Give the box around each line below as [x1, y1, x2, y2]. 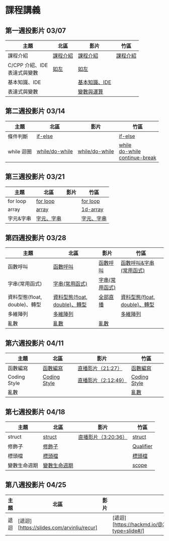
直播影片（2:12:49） [77, 377, 127, 384]
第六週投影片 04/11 [5, 339, 64, 347]
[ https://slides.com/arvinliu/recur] [18, 524, 98, 531]
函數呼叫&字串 [120, 259, 154, 266]
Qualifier [132, 443, 153, 450]
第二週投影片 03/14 [5, 107, 65, 116]
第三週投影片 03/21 [5, 173, 65, 181]
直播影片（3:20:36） [78, 434, 128, 441]
